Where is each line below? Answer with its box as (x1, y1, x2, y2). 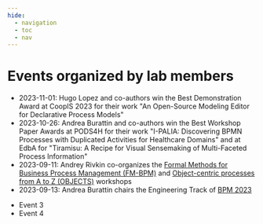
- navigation (14, 19, 57, 27)
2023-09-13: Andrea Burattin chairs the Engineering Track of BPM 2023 (18, 185, 252, 195)
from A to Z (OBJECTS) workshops (18, 177, 133, 186)
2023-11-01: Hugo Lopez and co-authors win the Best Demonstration (18, 94, 242, 103)
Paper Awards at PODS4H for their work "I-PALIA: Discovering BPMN (18, 127, 243, 136)
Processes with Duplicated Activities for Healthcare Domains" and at (18, 135, 241, 145)
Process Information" (18, 152, 88, 161)
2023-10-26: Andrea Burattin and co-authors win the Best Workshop (18, 119, 241, 128)
